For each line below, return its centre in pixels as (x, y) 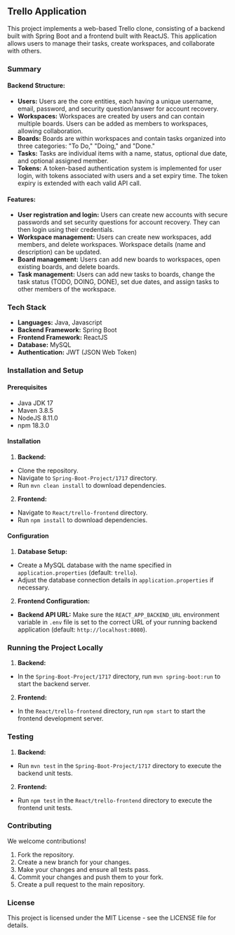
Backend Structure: (36, 86)
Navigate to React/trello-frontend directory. (83, 512)
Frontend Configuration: (53, 601)
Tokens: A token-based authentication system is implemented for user (120, 168)
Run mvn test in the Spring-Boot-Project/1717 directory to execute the (120, 765)
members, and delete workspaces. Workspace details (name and (111, 245)
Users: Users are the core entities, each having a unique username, (115, 101)
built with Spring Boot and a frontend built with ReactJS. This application (112, 36)
